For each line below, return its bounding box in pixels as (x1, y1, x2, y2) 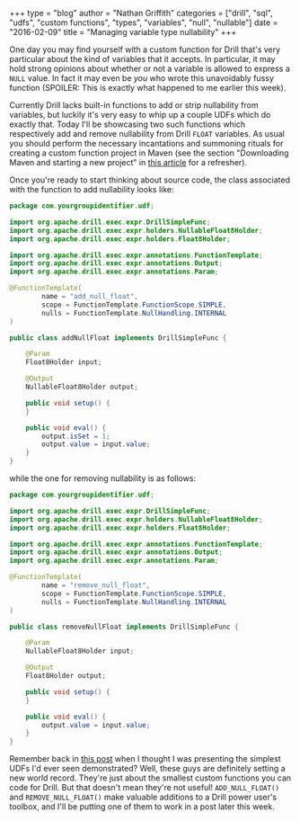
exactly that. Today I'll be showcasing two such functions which (9, 119, 246, 129)
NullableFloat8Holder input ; (25, 647, 135, 656)
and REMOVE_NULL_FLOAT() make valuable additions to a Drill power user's (9, 791, 278, 803)
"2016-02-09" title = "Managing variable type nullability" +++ (9, 27, 237, 37)
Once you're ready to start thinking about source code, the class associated (9, 174, 290, 185)
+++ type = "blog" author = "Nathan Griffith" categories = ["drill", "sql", (9, 8, 273, 18)
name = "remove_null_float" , (41, 581, 151, 590)
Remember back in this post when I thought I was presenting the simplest (9, 754, 281, 764)
